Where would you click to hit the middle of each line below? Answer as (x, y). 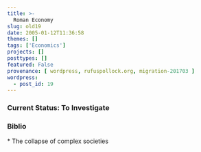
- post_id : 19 (33, 84)
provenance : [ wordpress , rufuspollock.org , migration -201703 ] (101, 71)
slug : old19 (24, 26)
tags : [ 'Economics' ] (37, 45)
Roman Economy (33, 20)
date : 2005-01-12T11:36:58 (46, 33)
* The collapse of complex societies (58, 141)
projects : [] (26, 52)
